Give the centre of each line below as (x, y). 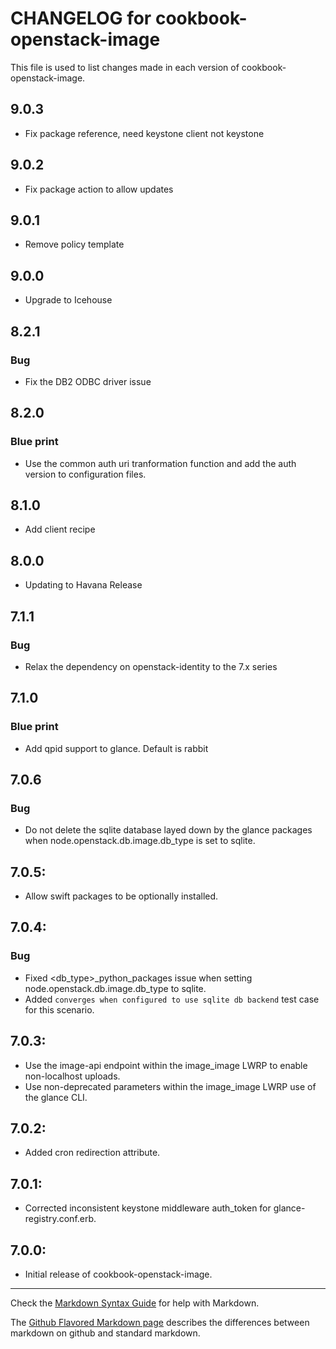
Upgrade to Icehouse (68, 300)
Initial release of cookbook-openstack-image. (118, 1274)
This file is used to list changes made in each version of (125, 67)
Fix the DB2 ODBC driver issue (88, 381)
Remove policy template (74, 244)
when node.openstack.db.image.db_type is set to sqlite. (140, 841)
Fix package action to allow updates (99, 189)
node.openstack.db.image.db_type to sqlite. (115, 988)
